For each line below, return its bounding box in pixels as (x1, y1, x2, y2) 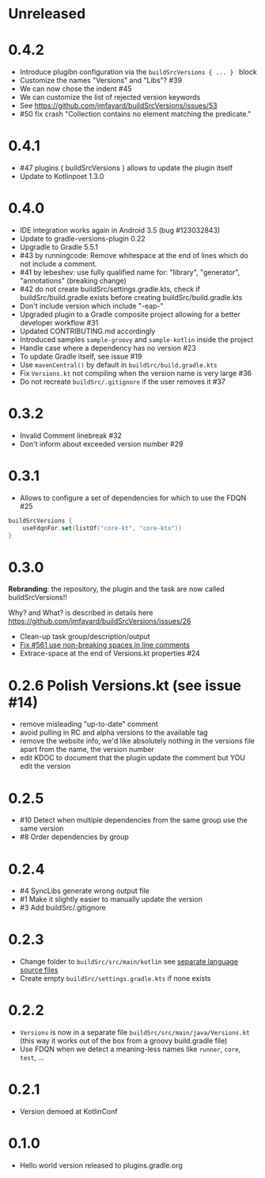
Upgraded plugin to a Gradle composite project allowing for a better (19, 310, 241, 319)
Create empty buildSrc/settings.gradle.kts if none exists (19, 974, 211, 983)
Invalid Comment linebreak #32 (19, 431, 123, 440)
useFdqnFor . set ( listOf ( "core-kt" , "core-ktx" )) (22, 524, 182, 532)
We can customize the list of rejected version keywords (19, 93, 201, 102)
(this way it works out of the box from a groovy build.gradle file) (19, 1036, 228, 1046)
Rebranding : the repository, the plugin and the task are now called (8, 584, 225, 594)
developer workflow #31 (19, 318, 99, 327)
